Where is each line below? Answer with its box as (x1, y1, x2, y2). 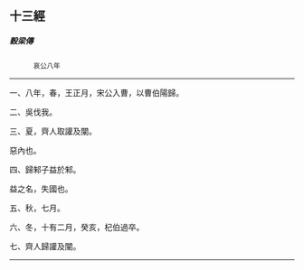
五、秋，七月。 (9, 202, 65, 214)
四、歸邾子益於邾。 (9, 164, 81, 175)
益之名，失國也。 (9, 183, 73, 194)
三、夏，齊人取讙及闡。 (9, 126, 97, 137)
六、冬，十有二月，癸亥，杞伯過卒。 (9, 222, 145, 233)
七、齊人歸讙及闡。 (9, 241, 81, 252)
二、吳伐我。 (9, 107, 57, 117)
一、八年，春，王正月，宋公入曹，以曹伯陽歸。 (9, 88, 184, 98)
